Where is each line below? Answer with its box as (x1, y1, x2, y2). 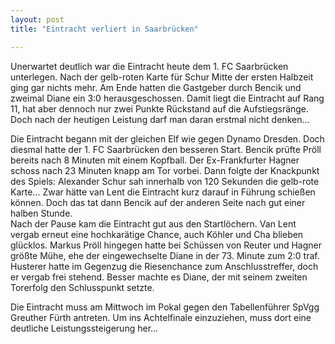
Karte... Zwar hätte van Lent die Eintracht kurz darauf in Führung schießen (10, 186, 316, 198)
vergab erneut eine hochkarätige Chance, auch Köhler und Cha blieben (10, 228, 304, 240)
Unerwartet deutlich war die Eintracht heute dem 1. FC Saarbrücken (10, 60, 289, 72)
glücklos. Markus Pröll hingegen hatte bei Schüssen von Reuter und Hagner (10, 239, 322, 251)
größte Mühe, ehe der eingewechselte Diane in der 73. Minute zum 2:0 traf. (10, 249, 320, 261)
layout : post (10, 14, 65, 25)
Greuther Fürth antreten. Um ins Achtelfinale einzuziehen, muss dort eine (10, 311, 312, 323)
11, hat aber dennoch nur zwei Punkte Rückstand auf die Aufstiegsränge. (10, 102, 310, 115)
